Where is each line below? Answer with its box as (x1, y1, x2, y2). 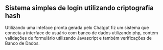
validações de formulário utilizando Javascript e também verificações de (5, 35, 152, 41)
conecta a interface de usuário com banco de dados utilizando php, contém (5, 29, 158, 36)
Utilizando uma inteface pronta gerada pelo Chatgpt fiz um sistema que (5, 25, 149, 30)
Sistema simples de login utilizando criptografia (5, 4, 154, 12)
